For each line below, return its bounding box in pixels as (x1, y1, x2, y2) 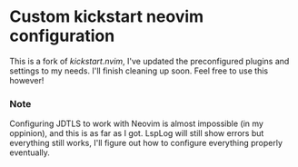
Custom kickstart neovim (9, 6, 204, 27)
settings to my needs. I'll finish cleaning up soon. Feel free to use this (9, 65, 269, 76)
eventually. (9, 147, 50, 158)
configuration (9, 25, 115, 46)
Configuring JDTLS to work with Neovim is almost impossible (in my (9, 118, 263, 129)
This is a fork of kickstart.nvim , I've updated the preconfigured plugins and (9, 55, 290, 66)
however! (9, 74, 45, 85)
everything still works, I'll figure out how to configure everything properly (9, 138, 283, 149)
